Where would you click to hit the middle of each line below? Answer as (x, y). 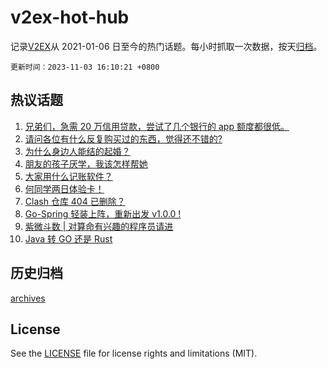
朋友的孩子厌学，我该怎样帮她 (86, 163)
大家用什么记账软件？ (68, 176)
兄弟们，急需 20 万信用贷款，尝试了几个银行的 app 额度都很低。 (157, 126)
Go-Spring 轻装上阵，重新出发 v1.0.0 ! (103, 213)
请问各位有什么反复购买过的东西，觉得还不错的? (123, 138)
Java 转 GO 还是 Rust (68, 238)
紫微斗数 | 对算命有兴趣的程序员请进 (99, 226)
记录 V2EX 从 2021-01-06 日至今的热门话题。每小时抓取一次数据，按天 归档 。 (166, 46)
